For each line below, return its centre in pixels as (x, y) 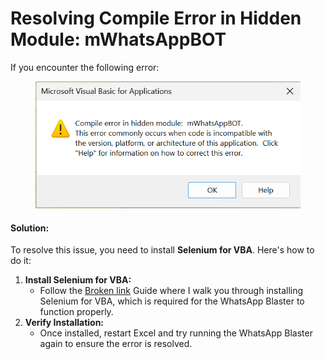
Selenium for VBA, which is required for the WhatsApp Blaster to (172, 301)
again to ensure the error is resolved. (116, 344)
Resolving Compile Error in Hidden (156, 18)
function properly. (76, 312)
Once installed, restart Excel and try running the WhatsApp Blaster (176, 333)
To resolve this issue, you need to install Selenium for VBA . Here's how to (162, 250)
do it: (21, 261)
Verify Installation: (64, 323)
